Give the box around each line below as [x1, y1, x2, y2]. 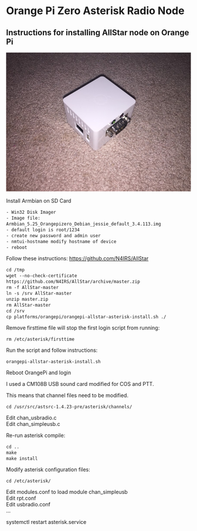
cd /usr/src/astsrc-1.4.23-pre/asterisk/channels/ [6, 404, 133, 409]
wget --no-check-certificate [6, 273, 77, 278]
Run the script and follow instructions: [6, 347, 98, 354]
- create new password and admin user [6, 233, 101, 238]
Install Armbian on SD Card [6, 197, 72, 204]
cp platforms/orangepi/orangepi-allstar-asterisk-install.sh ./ [6, 314, 167, 320]
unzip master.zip [6, 296, 49, 302]
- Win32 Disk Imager [6, 209, 57, 215]
